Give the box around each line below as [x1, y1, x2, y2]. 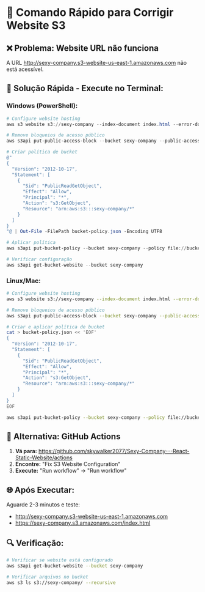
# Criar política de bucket [6, 149, 78, 155]
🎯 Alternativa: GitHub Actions [6, 431, 121, 442]
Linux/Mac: [6, 276, 41, 285]
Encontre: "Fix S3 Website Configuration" [15, 461, 121, 468]
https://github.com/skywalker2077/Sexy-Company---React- [38, 448, 190, 455]
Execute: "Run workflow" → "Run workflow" [15, 467, 127, 475]
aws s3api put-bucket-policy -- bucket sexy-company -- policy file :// [6, 245, 187, 251]
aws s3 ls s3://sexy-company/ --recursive [6, 579, 116, 586]
